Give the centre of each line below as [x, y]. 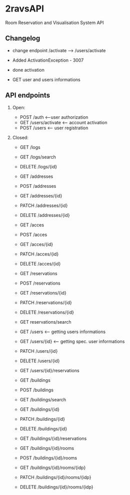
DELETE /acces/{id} [40, 264]
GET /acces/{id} [36, 244]
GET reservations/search [45, 322]
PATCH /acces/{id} [39, 254]
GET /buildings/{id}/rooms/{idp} [53, 467]
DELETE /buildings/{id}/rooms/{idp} [56, 487]
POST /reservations [40, 283]
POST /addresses [38, 186]
